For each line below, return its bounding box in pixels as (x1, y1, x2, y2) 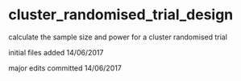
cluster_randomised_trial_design (8, 6, 234, 24)
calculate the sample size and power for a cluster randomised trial (8, 32, 228, 42)
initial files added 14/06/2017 (8, 47, 104, 57)
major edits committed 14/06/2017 (8, 63, 123, 73)
